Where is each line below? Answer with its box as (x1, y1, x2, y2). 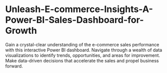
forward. (5, 63, 23, 69)
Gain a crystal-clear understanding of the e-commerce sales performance (5, 41, 159, 47)
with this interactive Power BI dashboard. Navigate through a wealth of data (5, 47, 162, 53)
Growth (5, 25, 37, 36)
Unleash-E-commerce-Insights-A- (5, 4, 153, 15)
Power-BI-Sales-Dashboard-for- (5, 14, 144, 26)
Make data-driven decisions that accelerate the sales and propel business (5, 57, 159, 63)
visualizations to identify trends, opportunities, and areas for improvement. (5, 52, 160, 58)
